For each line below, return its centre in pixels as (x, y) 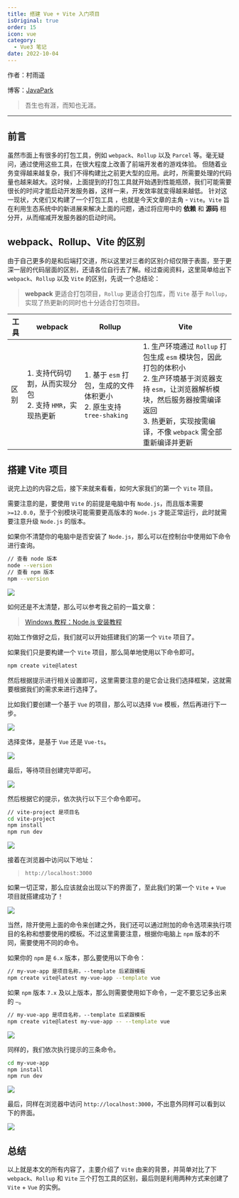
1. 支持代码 (46, 373)
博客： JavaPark (31, 90)
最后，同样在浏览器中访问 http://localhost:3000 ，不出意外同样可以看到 (113, 1104)
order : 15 (22, 27)
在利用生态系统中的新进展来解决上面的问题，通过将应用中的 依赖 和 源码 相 (117, 208)
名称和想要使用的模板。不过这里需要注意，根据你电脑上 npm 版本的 (117, 934)
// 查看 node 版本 (33, 559)
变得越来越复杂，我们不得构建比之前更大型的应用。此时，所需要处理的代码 (122, 172)
